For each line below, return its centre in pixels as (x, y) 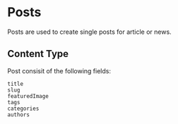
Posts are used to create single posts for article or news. (89, 32)
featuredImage (28, 96)
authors (19, 114)
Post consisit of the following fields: (59, 70)
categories (23, 108)
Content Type (38, 54)
